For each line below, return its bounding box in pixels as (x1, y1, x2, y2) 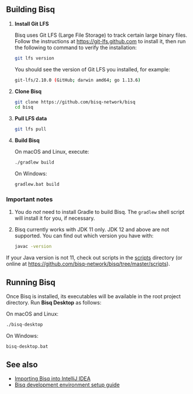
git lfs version (14, 55, 54, 61)
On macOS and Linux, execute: (14, 148, 89, 155)
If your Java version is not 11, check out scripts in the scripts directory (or (6, 254, 183, 261)
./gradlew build (14, 160, 54, 165)
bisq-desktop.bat (6, 343, 49, 350)
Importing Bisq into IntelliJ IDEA (14, 375, 91, 382)
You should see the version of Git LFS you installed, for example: (14, 65, 171, 72)
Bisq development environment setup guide (14, 381, 120, 388)
